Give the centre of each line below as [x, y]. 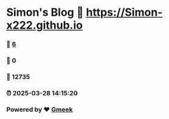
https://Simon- [124, 12]
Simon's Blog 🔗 [45, 12]
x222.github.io [45, 25]
